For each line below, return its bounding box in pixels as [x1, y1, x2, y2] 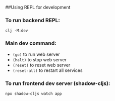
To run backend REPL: [5, 17, 61, 24]
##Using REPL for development [5, 5, 71, 10]
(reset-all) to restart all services [12, 67, 83, 73]
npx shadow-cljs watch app [5, 91, 62, 96]
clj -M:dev [5, 28, 28, 33]
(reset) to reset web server [12, 62, 71, 68]
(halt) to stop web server [12, 56, 67, 62]
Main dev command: [5, 40, 56, 47]
